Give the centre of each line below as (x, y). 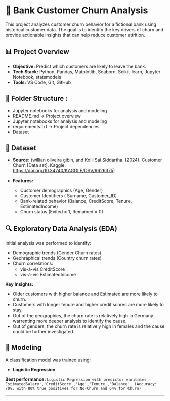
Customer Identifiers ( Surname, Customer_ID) (69, 196)
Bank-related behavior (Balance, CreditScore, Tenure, (76, 201)
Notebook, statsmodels (37, 77)
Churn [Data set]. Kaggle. (39, 165)
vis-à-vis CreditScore (42, 269)
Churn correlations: (33, 264)
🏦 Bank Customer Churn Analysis (77, 10)
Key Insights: (19, 284)
